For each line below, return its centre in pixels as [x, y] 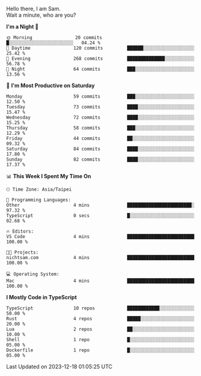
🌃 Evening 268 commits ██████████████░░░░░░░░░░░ [100, 59]
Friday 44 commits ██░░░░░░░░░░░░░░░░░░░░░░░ [100, 139]
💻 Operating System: [33, 274]
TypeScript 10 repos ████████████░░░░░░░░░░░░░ [100, 308]
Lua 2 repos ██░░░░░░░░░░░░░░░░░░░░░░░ [100, 329]
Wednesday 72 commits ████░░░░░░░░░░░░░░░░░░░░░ [100, 118]
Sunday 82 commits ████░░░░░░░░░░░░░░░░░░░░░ [100, 160]
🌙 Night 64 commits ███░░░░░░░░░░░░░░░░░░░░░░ [100, 69]
